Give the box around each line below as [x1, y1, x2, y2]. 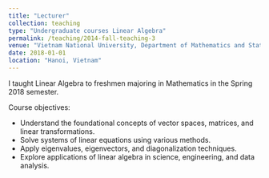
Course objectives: [8, 102, 70, 112]
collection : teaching [8, 19, 81, 27]
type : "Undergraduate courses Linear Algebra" [8, 26, 167, 34]
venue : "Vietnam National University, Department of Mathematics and [8, 42, 246, 50]
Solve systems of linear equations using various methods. [19, 135, 211, 144]
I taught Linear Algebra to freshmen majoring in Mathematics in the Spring [8, 78, 253, 88]
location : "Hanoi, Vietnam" [8, 57, 102, 65]
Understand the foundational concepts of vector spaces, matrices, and [19, 118, 254, 127]
